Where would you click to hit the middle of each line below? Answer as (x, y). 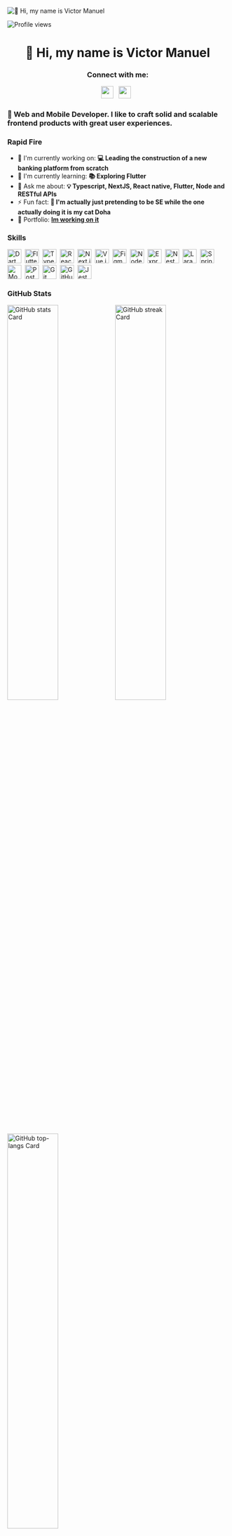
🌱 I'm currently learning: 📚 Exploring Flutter (82, 176)
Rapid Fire (25, 142)
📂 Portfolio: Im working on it (58, 219)
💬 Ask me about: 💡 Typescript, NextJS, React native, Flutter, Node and (121, 186)
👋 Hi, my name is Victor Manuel (118, 53)
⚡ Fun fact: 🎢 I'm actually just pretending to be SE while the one (111, 202)
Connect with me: (118, 75)
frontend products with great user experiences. (90, 123)
